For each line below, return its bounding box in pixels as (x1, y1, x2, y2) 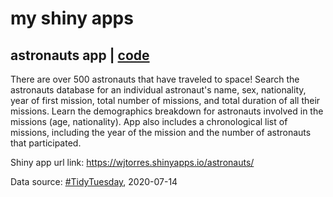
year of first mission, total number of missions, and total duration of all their (10, 95, 321, 106)
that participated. (10, 137, 82, 149)
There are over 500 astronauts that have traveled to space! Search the (10, 73, 300, 85)
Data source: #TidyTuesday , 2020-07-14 (10, 176, 178, 187)
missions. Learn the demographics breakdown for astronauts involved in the (10, 105, 324, 117)
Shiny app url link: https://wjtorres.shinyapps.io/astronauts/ (10, 157, 255, 168)
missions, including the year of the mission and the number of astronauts (10, 127, 312, 138)
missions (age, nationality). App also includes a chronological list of (10, 116, 288, 127)
